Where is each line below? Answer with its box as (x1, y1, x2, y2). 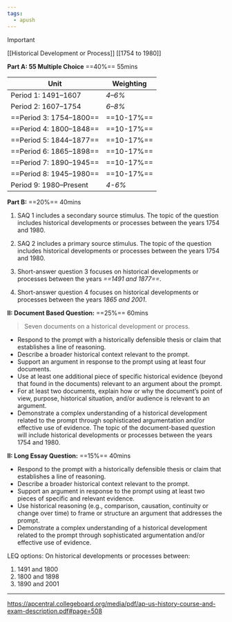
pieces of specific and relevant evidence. (17, 494, 135, 503)
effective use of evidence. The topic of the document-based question (17, 423, 215, 431)
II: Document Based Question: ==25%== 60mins (7, 309, 148, 317)
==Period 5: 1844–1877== (10, 135, 99, 145)
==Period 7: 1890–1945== (10, 157, 99, 167)
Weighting (112, 79, 147, 88)
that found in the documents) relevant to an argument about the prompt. (17, 379, 222, 387)
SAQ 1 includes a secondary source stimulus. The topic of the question (17, 211, 219, 220)
